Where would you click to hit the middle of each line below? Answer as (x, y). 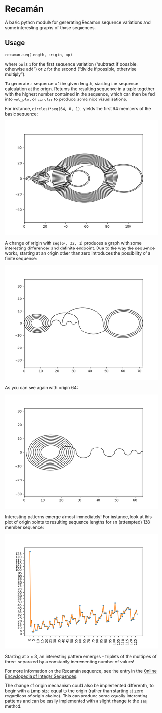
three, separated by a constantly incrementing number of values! (70, 662)
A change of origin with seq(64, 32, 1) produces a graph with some (73, 243)
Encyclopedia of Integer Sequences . (41, 676)
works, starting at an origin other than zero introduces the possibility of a (78, 253)
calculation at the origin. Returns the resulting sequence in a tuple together (80, 89)
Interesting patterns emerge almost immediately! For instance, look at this (78, 517)
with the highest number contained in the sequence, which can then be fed (80, 94)
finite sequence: (21, 258)
